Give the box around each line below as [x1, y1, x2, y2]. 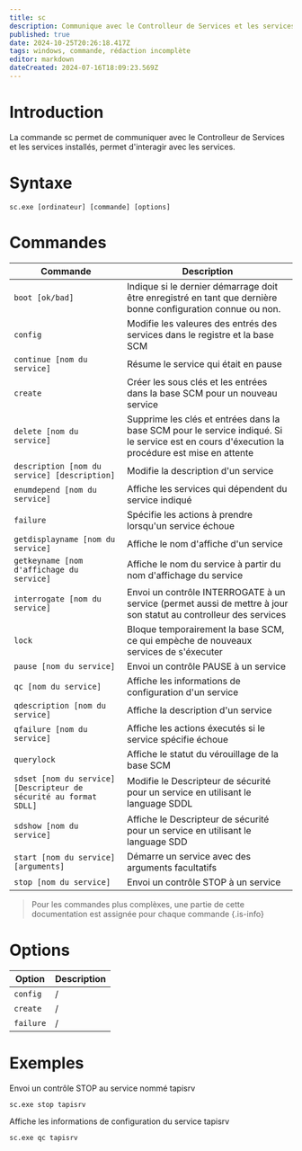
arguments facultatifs [127, 861, 218, 873]
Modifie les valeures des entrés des [127, 317, 278, 329]
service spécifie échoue [127, 733, 229, 745]
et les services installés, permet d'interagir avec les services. [9, 141, 235, 152]
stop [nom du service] [13, 877, 111, 887]
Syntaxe [9, 173, 73, 193]
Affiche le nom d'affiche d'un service [127, 537, 283, 549]
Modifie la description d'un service [127, 464, 274, 477]
